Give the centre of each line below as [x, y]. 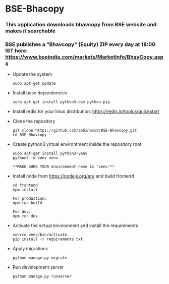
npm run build [27, 203]
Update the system [32, 74]
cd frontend [25, 185]
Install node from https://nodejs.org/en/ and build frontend [73, 176]
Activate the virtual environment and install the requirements [75, 225]
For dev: [22, 212]
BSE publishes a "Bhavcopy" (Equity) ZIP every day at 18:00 [80, 44]
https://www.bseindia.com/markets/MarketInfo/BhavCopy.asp [84, 57]
